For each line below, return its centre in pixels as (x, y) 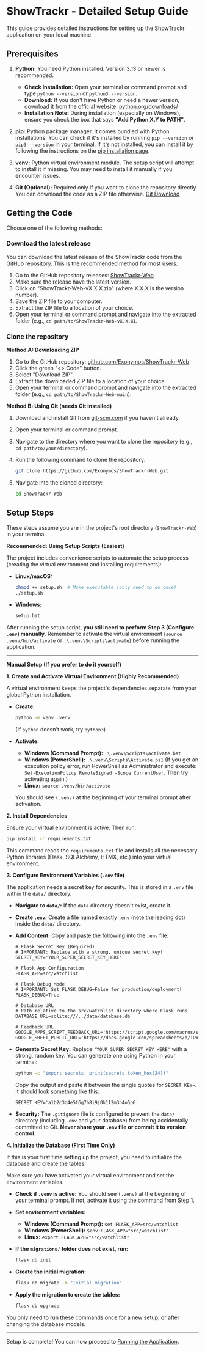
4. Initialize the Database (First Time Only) (61, 1145)
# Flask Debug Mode (40, 984)
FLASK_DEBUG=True (37, 995)
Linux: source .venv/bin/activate (67, 786)
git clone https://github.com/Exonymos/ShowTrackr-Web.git (92, 471)
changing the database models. (46, 1324)
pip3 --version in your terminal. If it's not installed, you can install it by (104, 144)
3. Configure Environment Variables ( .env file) (66, 876)
